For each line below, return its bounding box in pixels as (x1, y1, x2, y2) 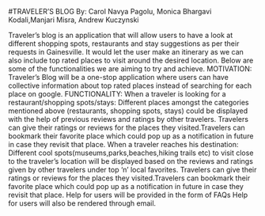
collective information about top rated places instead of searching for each (8, 81, 252, 90)
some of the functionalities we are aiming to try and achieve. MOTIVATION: (8, 64, 252, 74)
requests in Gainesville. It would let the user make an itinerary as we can (8, 47, 244, 56)
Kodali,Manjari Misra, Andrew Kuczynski (8, 15, 139, 25)
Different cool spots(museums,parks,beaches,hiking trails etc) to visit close (8, 148, 254, 157)
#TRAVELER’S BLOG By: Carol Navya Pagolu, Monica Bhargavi (8, 7, 212, 16)
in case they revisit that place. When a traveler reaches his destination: (8, 140, 239, 149)
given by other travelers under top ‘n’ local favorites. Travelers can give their (8, 165, 257, 174)
